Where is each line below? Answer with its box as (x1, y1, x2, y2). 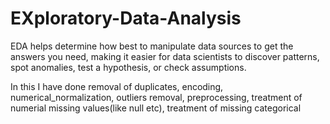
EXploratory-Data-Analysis (10, 7, 242, 30)
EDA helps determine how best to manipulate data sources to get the (10, 40, 294, 52)
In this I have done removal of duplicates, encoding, (10, 80, 224, 92)
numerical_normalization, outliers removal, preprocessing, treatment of (10, 91, 303, 103)
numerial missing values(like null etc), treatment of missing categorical (10, 102, 302, 114)
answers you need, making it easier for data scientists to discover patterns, (10, 50, 320, 62)
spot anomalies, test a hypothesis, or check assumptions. (10, 61, 247, 73)
